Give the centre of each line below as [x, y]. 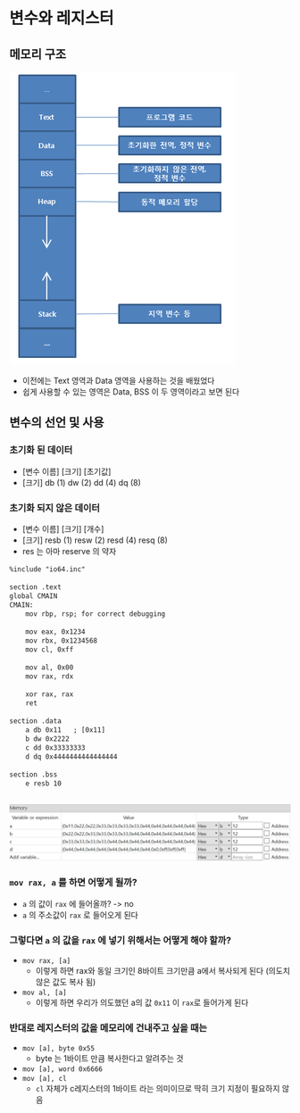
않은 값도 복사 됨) [66, 982]
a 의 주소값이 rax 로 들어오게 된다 [80, 915]
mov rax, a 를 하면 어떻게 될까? [73, 883]
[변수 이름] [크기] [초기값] [67, 471]
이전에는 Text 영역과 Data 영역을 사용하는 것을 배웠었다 [118, 381]
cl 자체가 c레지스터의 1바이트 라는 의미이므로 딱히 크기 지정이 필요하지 [158, 1089]
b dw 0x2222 [47, 739]
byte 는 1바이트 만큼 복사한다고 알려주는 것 [109, 1059]
